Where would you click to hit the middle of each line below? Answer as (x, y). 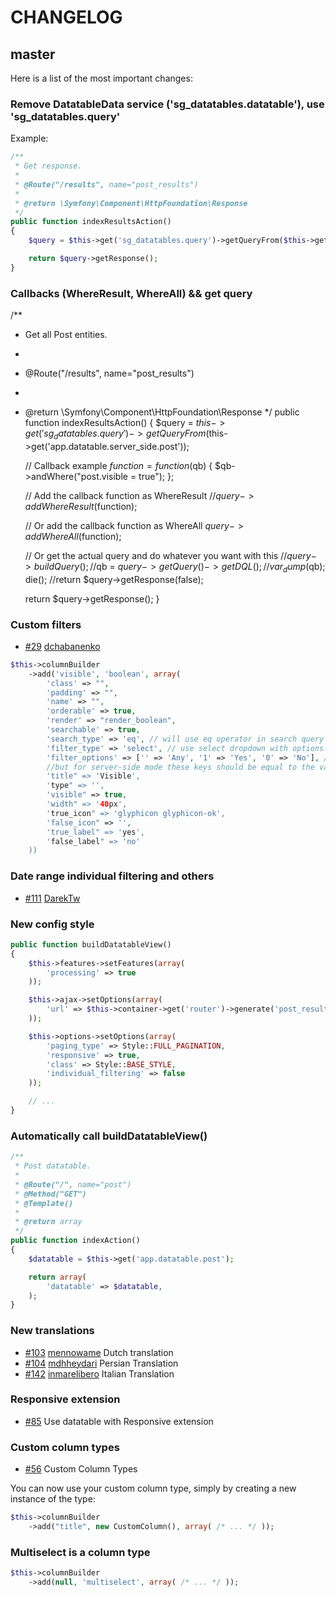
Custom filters (46, 624)
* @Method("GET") (50, 1194)
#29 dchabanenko (62, 646)
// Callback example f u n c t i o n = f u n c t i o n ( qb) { (118, 465)
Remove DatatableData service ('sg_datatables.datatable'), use (167, 104)
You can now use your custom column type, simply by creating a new (153, 1488)
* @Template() (44, 1203)
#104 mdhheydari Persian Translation (101, 1363)
